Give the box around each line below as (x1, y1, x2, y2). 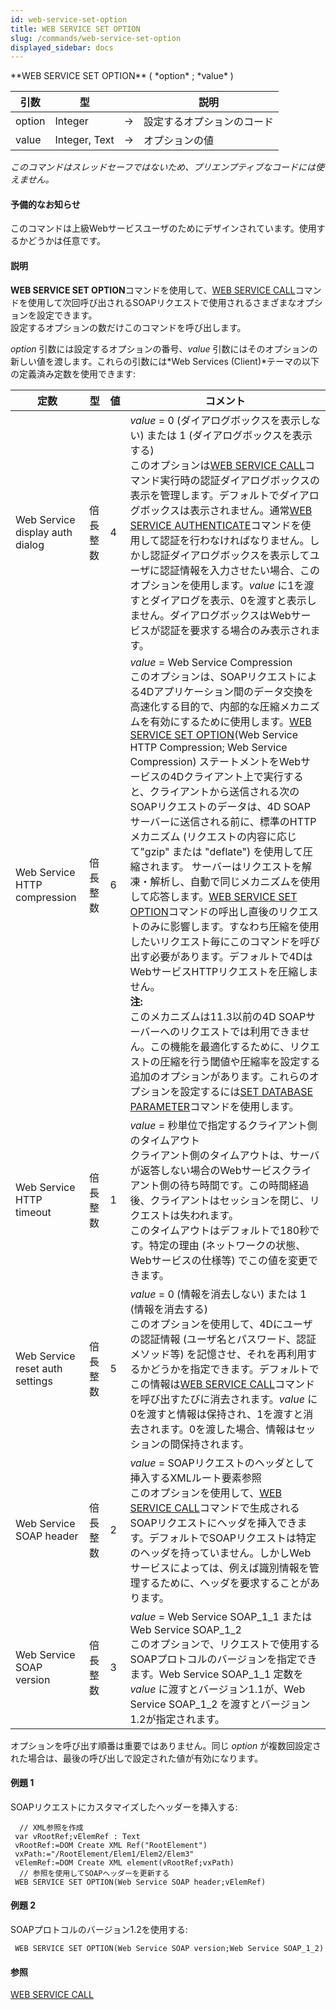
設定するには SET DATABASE (179, 1084, 314, 1098)
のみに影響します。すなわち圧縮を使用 (139, 919, 320, 933)
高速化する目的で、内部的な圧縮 (129, 699, 280, 713)
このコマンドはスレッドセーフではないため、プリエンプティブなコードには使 (10, 161, 325, 173)
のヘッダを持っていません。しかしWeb (129, 1546, 312, 1560)
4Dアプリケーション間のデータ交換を (139, 684, 315, 698)
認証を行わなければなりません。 (159, 533, 310, 547)
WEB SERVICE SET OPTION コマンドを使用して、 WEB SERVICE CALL (10, 284, 296, 296)
